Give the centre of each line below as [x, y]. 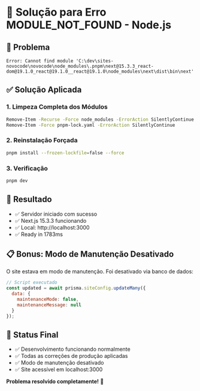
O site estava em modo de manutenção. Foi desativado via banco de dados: [100, 271]
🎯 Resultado [29, 200]
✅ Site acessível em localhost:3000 [59, 369]
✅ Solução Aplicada [44, 90]
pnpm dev [17, 180]
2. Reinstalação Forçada [42, 141]
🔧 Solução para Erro [56, 12]
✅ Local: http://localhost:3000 [52, 227]
